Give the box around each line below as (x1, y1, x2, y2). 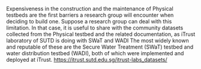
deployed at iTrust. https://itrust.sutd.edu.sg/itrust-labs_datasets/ (6, 56, 168, 63)
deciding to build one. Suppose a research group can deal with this (6, 18, 172, 25)
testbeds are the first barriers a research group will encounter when (6, 11, 174, 19)
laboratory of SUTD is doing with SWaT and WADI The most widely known (6, 37, 189, 44)
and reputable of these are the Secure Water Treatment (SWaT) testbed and (6, 43, 194, 50)
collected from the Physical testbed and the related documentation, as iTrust (6, 31, 196, 38)
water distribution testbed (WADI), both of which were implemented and (6, 50, 184, 56)
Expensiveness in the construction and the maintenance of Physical (6, 5, 174, 12)
